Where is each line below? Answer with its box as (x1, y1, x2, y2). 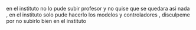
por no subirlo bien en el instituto (6, 18, 87, 24)
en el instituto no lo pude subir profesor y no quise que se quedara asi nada (6, 5, 190, 12)
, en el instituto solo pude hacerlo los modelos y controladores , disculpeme (6, 11, 191, 18)
